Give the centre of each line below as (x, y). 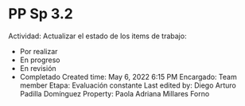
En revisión (38, 68)
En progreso (40, 60)
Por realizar (39, 51)
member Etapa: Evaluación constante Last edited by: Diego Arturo (128, 85)
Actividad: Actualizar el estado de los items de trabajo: (97, 36)
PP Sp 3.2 (41, 14)
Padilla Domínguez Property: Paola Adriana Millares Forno (115, 93)
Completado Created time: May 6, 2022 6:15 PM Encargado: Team (128, 77)
